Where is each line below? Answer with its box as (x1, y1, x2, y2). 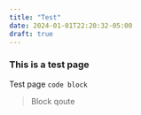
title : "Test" (9, 12, 62, 22)
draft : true (9, 29, 53, 38)
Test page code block (9, 79, 88, 89)
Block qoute (30, 96, 75, 106)
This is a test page (9, 58, 90, 71)
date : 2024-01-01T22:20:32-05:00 (9, 21, 133, 30)
